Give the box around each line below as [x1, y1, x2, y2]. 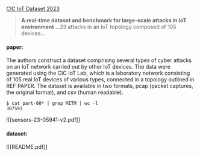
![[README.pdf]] [6, 143, 48, 151]
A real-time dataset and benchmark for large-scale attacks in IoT [20, 17, 187, 23]
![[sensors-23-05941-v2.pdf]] [6, 116, 80, 123]
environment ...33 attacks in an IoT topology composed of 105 [20, 23, 177, 30]
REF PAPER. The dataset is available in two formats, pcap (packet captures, [6, 83, 194, 90]
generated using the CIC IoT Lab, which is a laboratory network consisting [6, 69, 190, 77]
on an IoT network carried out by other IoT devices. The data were [6, 63, 170, 70]
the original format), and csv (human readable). [6, 89, 123, 96]
